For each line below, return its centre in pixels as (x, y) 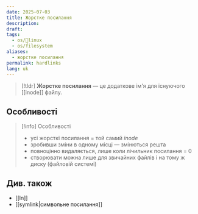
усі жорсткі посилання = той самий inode (84, 138)
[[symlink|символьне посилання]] (58, 204)
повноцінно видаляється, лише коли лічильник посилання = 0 (111, 151)
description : (23, 23)
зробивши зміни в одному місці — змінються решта (98, 144)
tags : (13, 35)
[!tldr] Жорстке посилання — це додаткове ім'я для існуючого (103, 86)
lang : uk (17, 69)
